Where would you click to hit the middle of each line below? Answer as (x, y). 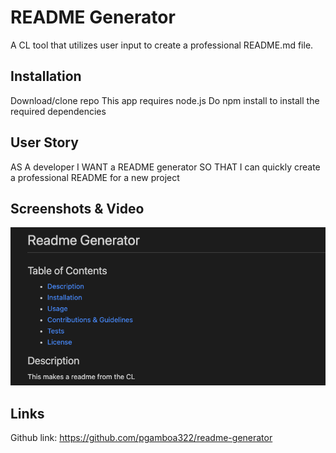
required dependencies (58, 111)
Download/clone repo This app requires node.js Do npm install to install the (165, 100)
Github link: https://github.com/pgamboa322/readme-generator (141, 438)
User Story (44, 142)
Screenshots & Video (77, 208)
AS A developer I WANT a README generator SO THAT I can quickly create (165, 167)
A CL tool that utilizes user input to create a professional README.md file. (162, 45)
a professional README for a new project (95, 177)
